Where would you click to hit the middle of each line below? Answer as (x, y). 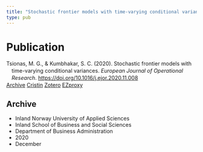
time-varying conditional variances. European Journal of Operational (97, 71)
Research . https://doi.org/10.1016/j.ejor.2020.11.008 (75, 78)
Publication (35, 47)
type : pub (19, 17)
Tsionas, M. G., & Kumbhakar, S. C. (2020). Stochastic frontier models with (99, 64)
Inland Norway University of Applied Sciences (72, 118)
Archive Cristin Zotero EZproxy (45, 85)
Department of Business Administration (64, 131)
